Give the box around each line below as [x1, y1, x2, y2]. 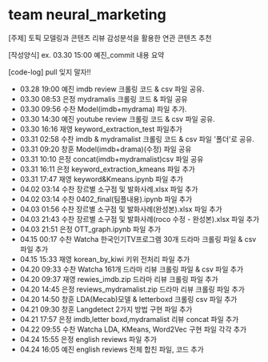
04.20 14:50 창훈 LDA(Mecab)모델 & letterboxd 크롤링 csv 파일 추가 [19, 294, 238, 304]
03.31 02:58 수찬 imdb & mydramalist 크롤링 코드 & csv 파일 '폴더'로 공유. [19, 134, 254, 143]
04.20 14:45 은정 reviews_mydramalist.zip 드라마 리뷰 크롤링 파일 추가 [19, 284, 246, 294]
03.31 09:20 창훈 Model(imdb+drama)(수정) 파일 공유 [19, 144, 192, 154]
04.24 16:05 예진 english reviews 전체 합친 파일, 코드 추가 [19, 344, 204, 354]
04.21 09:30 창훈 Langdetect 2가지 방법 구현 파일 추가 [19, 304, 193, 314]
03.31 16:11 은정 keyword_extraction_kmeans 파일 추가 [19, 164, 196, 174]
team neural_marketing [8, 6, 166, 24]
